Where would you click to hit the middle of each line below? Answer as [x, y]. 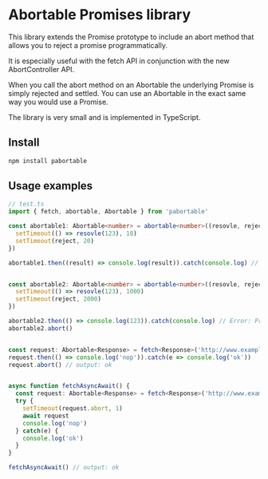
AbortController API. [41, 69]
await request [46, 416]
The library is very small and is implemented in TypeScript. [104, 117]
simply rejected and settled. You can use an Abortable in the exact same [127, 93]
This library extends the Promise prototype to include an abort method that [131, 37]
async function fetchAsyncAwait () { [69, 386]
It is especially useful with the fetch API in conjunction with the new [119, 61]
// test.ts [26, 204]
